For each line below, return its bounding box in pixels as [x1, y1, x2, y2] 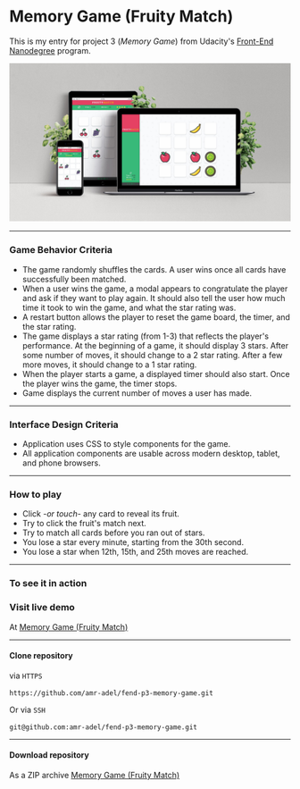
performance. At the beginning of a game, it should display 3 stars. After [21, 340, 288, 350]
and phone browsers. [21, 457, 101, 468]
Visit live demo [9, 601, 76, 614]
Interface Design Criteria [9, 418, 119, 431]
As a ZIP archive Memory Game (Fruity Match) [9, 769, 180, 780]
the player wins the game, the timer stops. [21, 378, 178, 389]
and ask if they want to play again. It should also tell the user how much [21, 292, 286, 303]
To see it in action [9, 577, 87, 590]
